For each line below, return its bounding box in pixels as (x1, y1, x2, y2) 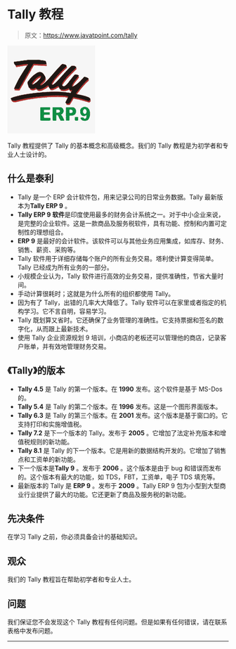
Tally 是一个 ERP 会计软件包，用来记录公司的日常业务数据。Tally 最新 (17, 193, 218, 201)
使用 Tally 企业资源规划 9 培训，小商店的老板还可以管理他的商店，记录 (17, 333, 221, 342)
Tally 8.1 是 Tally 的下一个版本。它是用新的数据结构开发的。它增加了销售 (17, 446, 227, 454)
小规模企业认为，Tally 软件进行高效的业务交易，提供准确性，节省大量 (17, 271, 218, 280)
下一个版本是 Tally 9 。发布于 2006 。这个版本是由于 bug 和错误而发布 (17, 463, 221, 472)
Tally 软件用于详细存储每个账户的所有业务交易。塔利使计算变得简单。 (17, 254, 218, 262)
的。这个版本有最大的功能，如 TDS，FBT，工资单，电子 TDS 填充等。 (17, 473, 219, 481)
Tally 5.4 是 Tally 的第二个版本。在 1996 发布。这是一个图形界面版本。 (17, 402, 222, 411)
